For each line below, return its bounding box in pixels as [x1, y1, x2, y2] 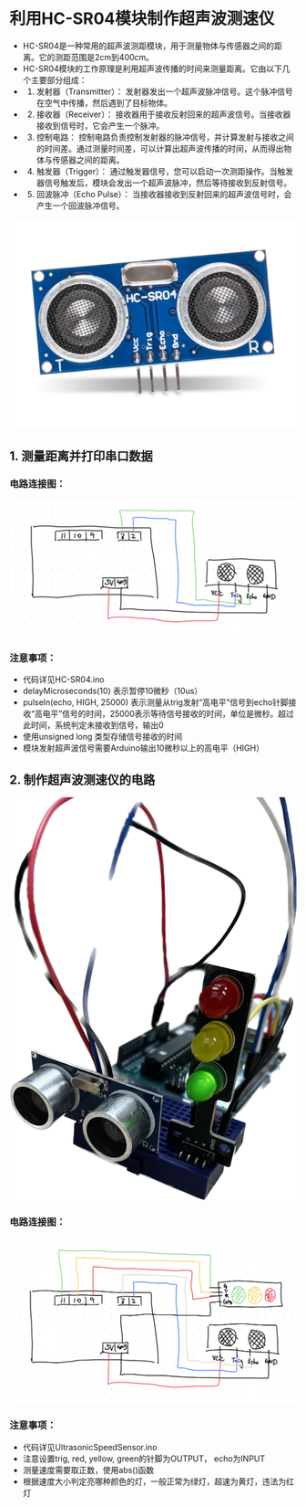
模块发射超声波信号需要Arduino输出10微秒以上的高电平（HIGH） [22, 743, 264, 753]
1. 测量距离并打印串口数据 [9, 448, 153, 464]
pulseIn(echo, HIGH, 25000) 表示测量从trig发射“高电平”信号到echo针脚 [22, 697, 289, 708]
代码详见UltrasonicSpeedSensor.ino [22, 1441, 158, 1452]
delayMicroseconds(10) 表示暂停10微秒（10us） [22, 686, 203, 697]
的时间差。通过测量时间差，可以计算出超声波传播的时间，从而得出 [36, 142, 284, 153]
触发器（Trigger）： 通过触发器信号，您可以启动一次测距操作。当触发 [36, 165, 294, 176]
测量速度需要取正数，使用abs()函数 [22, 1464, 155, 1475]
